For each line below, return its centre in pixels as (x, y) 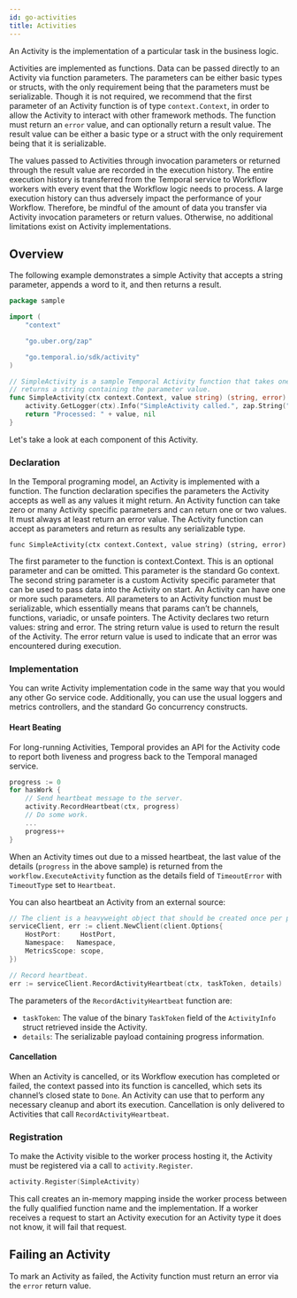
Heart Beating (35, 727)
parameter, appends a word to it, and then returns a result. (115, 285)
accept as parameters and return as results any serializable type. (127, 529)
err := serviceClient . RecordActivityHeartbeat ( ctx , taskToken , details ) (146, 984)
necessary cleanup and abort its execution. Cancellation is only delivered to (147, 1104)
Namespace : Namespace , (71, 943)
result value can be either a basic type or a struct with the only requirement (146, 134)
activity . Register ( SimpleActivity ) (75, 1182)
